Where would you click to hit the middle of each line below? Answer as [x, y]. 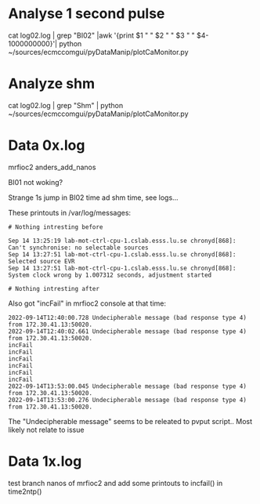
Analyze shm [52, 84]
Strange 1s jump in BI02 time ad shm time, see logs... [93, 198]
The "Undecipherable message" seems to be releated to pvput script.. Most [130, 421]
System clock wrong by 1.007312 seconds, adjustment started [110, 275]
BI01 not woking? [36, 182]
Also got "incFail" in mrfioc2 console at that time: [87, 303]
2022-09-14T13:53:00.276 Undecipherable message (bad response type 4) [127, 400]
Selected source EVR [42, 261]
